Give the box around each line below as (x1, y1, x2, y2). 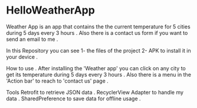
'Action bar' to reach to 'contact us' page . (6, 77, 109, 84)
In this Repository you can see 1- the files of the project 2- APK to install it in (6, 47, 191, 54)
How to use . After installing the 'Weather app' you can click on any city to (6, 64, 186, 71)
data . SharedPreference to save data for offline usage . (6, 95, 141, 102)
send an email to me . (6, 35, 58, 42)
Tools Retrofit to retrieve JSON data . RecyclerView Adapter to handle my (6, 89, 184, 96)
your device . (6, 53, 38, 60)
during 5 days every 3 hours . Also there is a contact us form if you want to (6, 29, 188, 36)
